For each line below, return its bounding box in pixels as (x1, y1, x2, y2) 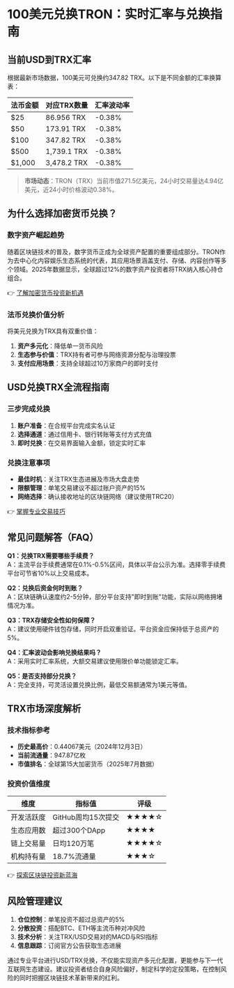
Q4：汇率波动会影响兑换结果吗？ (7, 648, 102, 656)
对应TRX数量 (45, 100, 88, 110)
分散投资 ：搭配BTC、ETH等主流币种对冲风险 (17, 924, 146, 932)
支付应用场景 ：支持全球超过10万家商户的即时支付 (17, 359, 159, 367)
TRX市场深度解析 (7, 703, 81, 715)
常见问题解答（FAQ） (7, 532, 99, 543)
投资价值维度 (7, 779, 51, 789)
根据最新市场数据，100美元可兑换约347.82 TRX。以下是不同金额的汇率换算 (7, 74, 221, 82)
